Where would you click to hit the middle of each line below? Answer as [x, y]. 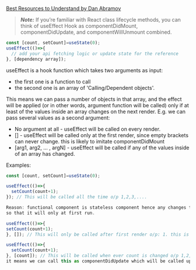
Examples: [18, 165]
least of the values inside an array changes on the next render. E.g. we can [96, 111]
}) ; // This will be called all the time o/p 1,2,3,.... [77, 197]
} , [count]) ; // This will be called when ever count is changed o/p [92, 256]
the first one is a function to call [52, 82]
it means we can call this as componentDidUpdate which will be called [95, 261]
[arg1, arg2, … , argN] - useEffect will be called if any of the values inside [102, 148]
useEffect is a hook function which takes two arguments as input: [85, 70]
